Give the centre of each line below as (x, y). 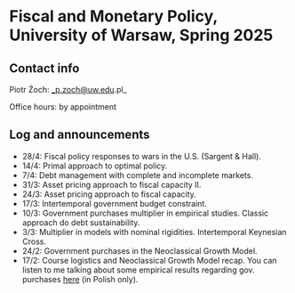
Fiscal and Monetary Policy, (113, 16)
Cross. (34, 241)
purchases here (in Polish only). (80, 279)
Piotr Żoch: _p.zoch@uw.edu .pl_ (68, 90)
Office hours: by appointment (63, 107)
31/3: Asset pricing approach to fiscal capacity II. (112, 184)
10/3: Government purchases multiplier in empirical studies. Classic (145, 213)
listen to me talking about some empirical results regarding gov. (138, 270)
